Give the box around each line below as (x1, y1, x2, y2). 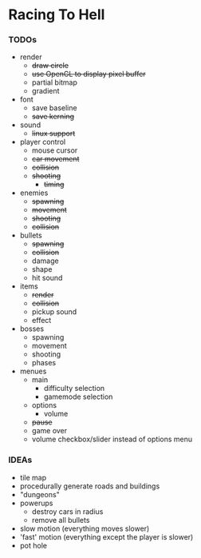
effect (31, 316, 52, 325)
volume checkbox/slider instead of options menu (31, 434, 193, 444)
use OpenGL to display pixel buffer (31, 70, 146, 79)
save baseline (31, 103, 77, 113)
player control (19, 138, 66, 147)
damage (31, 256, 59, 265)
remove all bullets (31, 515, 90, 524)
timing (43, 180, 65, 189)
